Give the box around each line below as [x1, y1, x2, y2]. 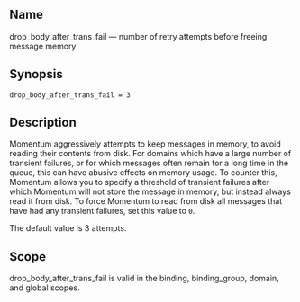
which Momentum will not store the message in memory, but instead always [9, 186, 291, 197]
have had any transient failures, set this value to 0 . [9, 206, 195, 217]
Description [9, 115, 77, 130]
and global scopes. [9, 282, 80, 293]
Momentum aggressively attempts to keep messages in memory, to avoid [9, 138, 281, 149]
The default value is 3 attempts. [9, 223, 127, 234]
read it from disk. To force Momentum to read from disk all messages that [9, 196, 283, 207]
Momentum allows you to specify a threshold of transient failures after [9, 177, 270, 188]
